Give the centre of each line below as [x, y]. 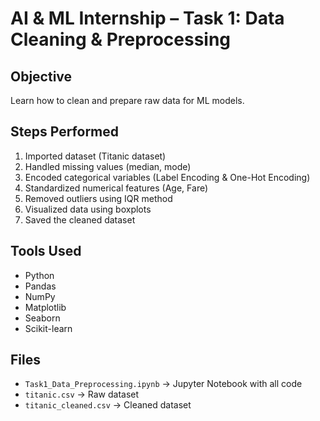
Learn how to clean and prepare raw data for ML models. [127, 100]
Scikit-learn [48, 328]
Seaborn [42, 318]
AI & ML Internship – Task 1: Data [147, 18]
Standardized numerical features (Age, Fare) [116, 188]
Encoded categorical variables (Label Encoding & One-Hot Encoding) [167, 177]
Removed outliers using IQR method [98, 198]
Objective [41, 76]
